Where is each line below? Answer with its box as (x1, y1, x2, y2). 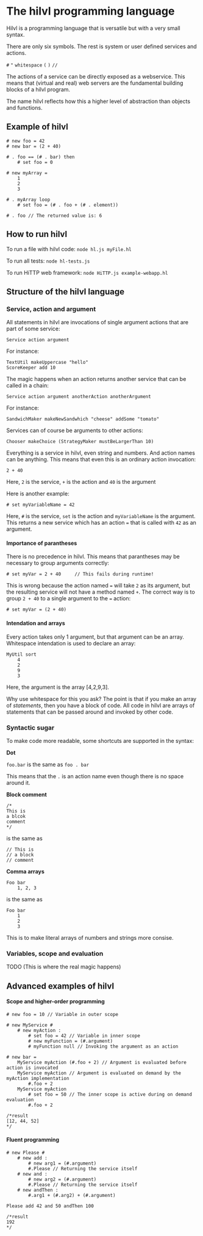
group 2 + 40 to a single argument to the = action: (6, 595, 131, 602)
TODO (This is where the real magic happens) (6, 963, 121, 970)
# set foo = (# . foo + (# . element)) (17, 202, 119, 208)
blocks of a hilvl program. (6, 85, 71, 93)
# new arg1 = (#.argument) (28, 1160, 97, 1167)
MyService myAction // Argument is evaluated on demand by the (17, 1070, 182, 1076)
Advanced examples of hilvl (6, 981, 115, 991)
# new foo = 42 (6, 138, 45, 144)
